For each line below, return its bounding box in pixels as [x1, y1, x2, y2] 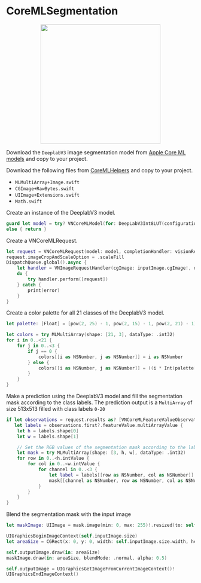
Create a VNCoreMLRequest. [6, 237, 78, 244]
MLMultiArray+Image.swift [14, 179, 80, 185]
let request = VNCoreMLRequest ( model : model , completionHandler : [6, 248, 172, 255]
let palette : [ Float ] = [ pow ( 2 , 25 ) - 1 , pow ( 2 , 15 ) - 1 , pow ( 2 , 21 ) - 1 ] [6, 321, 197, 327]
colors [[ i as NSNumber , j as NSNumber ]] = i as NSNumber [38, 354, 184, 360]
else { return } [6, 226, 47, 232]
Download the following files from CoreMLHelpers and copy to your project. [6, 166, 193, 174]
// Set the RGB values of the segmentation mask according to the [17, 444, 186, 450]
